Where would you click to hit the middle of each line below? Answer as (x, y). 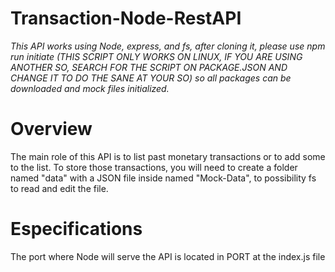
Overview (51, 129)
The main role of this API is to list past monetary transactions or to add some (168, 156)
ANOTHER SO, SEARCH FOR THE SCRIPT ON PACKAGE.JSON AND (149, 67)
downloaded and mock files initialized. (90, 88)
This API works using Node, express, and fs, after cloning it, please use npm (168, 46)
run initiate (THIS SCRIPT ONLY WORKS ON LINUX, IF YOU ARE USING (156, 56)
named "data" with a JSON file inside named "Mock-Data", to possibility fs (163, 178)
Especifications (76, 229)
